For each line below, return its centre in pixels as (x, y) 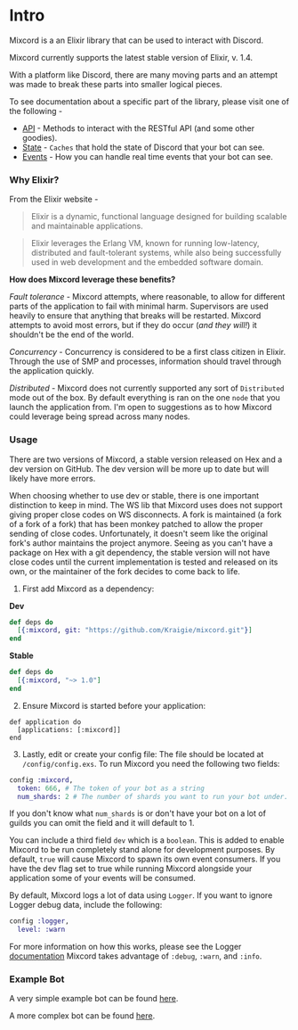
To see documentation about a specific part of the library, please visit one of (149, 101)
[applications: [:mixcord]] (69, 729)
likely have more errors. (52, 478)
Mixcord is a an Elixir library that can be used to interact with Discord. (137, 40)
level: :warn (41, 930)
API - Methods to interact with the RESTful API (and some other (138, 128)
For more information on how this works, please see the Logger (125, 947)
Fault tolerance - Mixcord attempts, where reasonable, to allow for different (147, 297)
